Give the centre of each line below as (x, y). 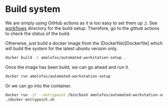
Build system (33, 9)
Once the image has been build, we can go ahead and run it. (67, 67)
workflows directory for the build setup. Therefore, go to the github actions (82, 28)
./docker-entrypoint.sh (30, 100)
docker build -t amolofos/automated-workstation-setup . (66, 57)
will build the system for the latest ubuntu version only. (61, 48)
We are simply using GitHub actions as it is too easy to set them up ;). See (81, 23)
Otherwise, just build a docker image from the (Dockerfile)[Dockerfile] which (84, 43)
